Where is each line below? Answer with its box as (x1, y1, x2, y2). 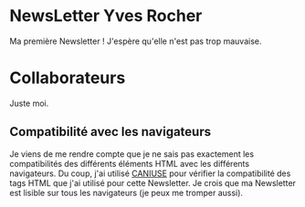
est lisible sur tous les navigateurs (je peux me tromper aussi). (9, 187, 244, 198)
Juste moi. (9, 98, 49, 109)
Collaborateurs (9, 67, 126, 88)
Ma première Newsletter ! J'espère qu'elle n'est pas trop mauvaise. (9, 36, 262, 47)
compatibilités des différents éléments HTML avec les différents (9, 158, 249, 169)
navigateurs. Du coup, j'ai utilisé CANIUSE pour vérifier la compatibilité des (9, 168, 291, 179)
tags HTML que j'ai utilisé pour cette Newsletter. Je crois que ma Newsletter (9, 177, 297, 188)
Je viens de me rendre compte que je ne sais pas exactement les (9, 148, 254, 160)
